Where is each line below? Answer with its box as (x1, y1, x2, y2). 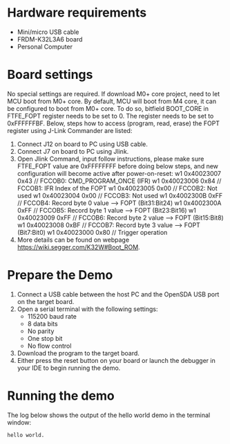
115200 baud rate (27, 312, 77, 320)
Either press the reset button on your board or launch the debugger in (17, 356, 215, 364)
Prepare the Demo (7, 267, 113, 283)
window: (7, 418, 32, 427)
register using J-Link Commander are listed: (7, 126, 133, 134)
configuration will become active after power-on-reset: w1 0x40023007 (17, 169, 221, 177)
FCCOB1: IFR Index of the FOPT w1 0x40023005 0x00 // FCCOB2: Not (17, 184, 218, 192)
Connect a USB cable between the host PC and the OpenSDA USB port (17, 290, 220, 299)
